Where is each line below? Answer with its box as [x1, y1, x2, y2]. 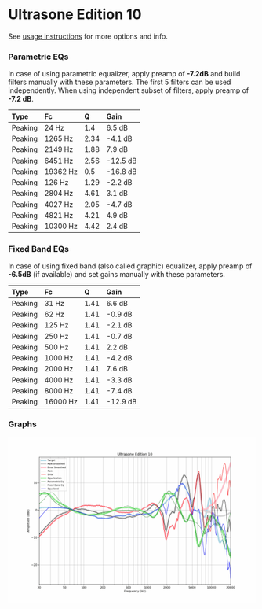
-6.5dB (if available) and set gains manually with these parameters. [8, 270, 226, 279]
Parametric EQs [8, 51, 69, 62]
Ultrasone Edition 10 [8, 6, 142, 24]
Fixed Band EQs [8, 243, 69, 254]
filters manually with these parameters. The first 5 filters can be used [8, 77, 231, 87]
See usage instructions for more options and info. [8, 31, 169, 41]
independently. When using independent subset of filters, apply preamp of [8, 86, 249, 95]
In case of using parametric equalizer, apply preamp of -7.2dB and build [8, 69, 241, 79]
